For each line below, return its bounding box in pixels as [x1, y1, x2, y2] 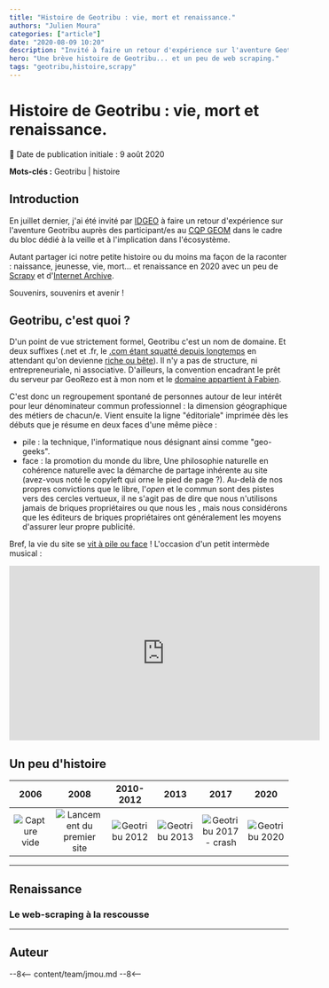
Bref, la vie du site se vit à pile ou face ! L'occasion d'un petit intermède [9, 538, 270, 550]
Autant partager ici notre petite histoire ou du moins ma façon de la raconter [9, 251, 287, 262]
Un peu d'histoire [9, 756, 106, 772]
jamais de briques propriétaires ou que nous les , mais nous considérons [21, 503, 288, 514]
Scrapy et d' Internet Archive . [9, 270, 114, 280]
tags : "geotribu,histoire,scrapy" [9, 63, 137, 72]
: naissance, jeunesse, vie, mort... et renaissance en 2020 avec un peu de [9, 261, 278, 271]
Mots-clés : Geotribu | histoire [9, 166, 121, 176]
